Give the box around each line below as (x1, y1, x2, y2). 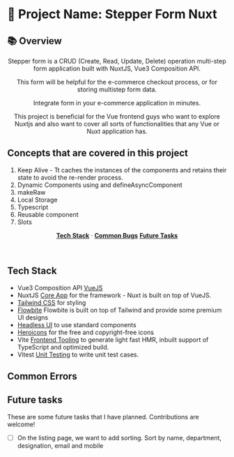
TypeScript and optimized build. (17, 343, 109, 351)
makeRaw (17, 188, 46, 196)
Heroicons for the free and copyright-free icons (17, 328, 155, 336)
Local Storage (17, 195, 58, 204)
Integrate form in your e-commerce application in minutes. (33, 99, 201, 107)
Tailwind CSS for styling (17, 298, 86, 306)
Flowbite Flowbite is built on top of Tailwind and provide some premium (17, 306, 222, 314)
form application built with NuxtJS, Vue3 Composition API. (33, 64, 201, 73)
